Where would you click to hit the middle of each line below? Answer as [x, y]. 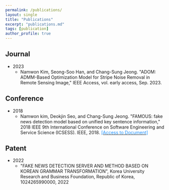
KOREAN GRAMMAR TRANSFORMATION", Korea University [82, 171]
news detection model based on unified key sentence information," [90, 121]
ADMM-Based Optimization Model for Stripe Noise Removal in [85, 77]
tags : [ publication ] [27, 29]
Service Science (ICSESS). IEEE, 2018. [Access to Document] [84, 132]
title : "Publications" [29, 19]
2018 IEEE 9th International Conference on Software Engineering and [92, 127]
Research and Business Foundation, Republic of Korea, [78, 177]
